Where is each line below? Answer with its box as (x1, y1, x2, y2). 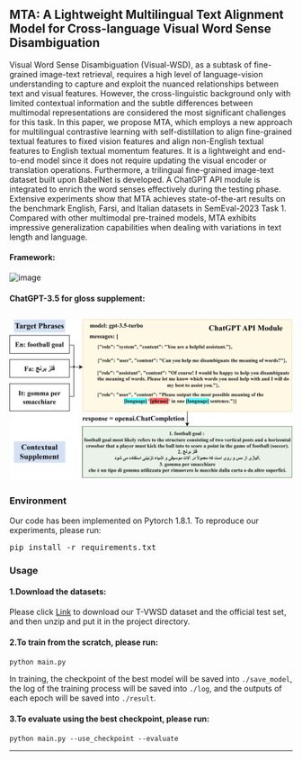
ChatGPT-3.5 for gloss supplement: (9, 293, 146, 303)
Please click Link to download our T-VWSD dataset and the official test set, (9, 606, 287, 617)
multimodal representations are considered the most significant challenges (9, 107, 287, 118)
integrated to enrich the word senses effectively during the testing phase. (9, 184, 281, 195)
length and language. (9, 231, 88, 242)
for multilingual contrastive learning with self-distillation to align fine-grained (9, 126, 292, 137)
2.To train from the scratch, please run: (9, 637, 159, 648)
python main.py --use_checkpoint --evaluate (9, 734, 179, 744)
